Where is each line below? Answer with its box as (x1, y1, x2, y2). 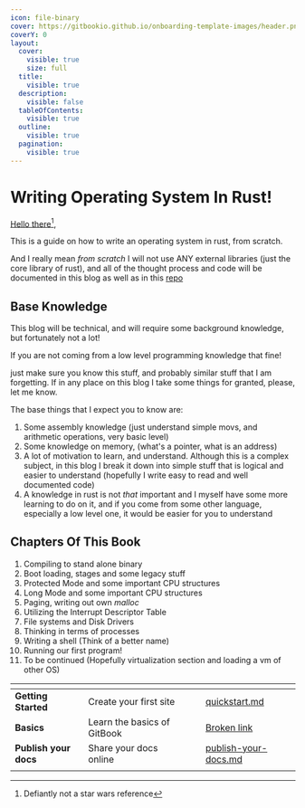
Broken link (205, 721, 253, 734)
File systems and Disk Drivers (23, 616, 135, 627)
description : (18, 89, 68, 98)
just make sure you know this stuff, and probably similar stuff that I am (10, 367, 272, 378)
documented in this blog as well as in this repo (10, 272, 184, 283)
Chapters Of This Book (10, 535, 141, 550)
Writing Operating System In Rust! (10, 186, 272, 207)
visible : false (26, 97, 84, 107)
